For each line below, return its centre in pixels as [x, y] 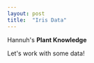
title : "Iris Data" [37, 20]
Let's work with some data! [46, 53]
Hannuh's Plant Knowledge [47, 39]
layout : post [26, 13]
